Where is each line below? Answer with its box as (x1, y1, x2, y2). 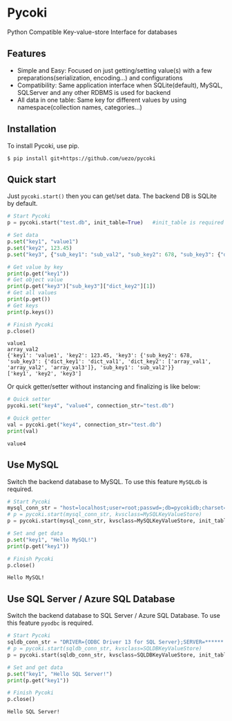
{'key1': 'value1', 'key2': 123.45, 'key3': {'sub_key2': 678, (7, 352, 193, 359)
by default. (7, 199, 38, 208)
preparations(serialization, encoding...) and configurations (17, 73, 183, 82)
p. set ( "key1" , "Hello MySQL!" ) (7, 536, 97, 543)
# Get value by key (7, 263, 64, 271)
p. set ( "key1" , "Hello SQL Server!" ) (7, 670, 113, 677)
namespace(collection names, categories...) (17, 103, 143, 112)
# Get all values (7, 290, 57, 296)
